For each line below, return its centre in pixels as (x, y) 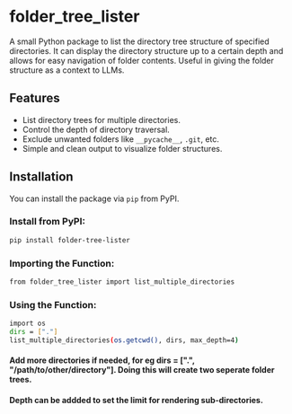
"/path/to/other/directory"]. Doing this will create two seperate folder (142, 370)
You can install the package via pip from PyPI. (94, 198)
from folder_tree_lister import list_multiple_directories (122, 282)
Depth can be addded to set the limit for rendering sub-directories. (136, 401)
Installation (41, 177)
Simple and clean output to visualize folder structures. (122, 148)
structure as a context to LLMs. (67, 70)
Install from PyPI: (48, 222)
